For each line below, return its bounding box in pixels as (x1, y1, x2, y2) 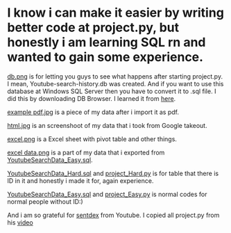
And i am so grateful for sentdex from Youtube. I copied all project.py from (7, 211, 220, 219)
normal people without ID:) (7, 197, 83, 206)
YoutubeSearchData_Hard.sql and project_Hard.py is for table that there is (7, 169, 219, 177)
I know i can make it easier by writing (7, 5, 224, 21)
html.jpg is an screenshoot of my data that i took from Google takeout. (7, 121, 207, 129)
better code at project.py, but (7, 19, 179, 35)
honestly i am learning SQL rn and (7, 35, 206, 50)
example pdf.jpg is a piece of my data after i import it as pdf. (7, 108, 179, 116)
